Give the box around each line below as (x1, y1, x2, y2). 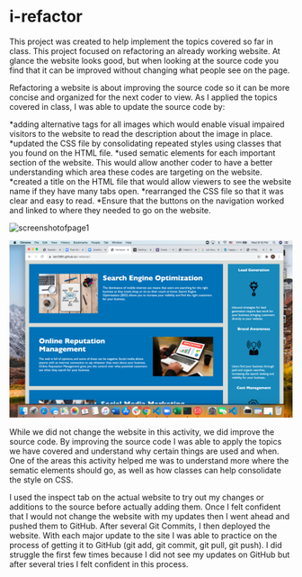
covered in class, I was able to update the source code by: (9, 101, 226, 112)
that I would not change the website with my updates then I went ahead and (9, 510, 290, 521)
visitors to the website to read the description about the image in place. (9, 128, 273, 139)
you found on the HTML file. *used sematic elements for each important (9, 147, 276, 158)
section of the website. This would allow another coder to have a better (9, 157, 273, 167)
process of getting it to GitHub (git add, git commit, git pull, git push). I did (9, 539, 282, 550)
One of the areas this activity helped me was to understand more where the (9, 455, 289, 465)
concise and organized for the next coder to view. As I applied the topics (9, 92, 278, 103)
